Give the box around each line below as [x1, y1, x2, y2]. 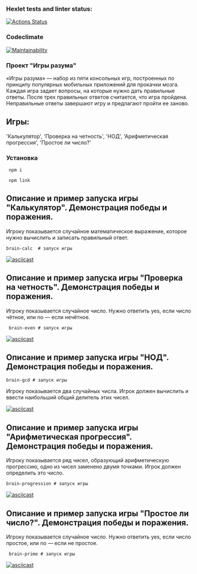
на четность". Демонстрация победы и [6, 282, 160, 292]
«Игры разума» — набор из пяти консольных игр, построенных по [6, 75, 175, 82]
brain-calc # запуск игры [6, 245, 73, 251]
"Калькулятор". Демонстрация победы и [6, 203, 168, 213]
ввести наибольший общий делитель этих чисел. [6, 394, 130, 401]
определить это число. [6, 469, 64, 476]
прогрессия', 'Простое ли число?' [6, 138, 91, 146]
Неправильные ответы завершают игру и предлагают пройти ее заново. [6, 99, 190, 107]
